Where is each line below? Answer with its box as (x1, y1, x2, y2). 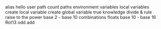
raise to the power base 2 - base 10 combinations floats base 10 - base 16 (5, 14, 157, 20)
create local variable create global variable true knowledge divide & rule (5, 9, 153, 15)
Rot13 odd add (5, 19, 35, 25)
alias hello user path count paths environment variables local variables (5, 4, 150, 10)
